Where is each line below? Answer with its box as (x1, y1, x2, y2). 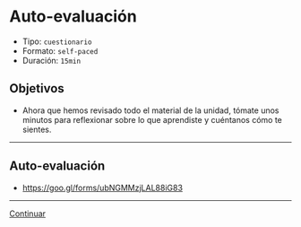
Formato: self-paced (21, 45, 99, 56)
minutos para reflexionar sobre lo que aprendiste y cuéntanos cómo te (21, 114, 282, 125)
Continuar (9, 208, 47, 219)
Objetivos (9, 81, 64, 96)
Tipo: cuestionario (21, 36, 92, 47)
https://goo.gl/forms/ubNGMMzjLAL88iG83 (21, 182, 184, 193)
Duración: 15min (21, 55, 82, 65)
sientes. (21, 124, 52, 135)
